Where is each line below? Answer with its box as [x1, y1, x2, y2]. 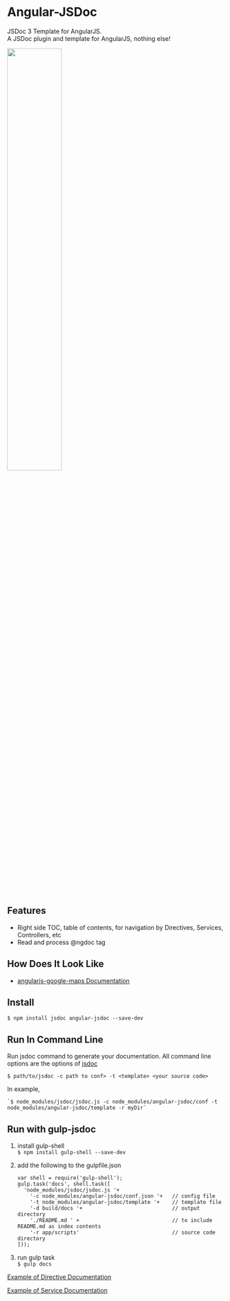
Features [7, 905, 46, 917]
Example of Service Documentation [7, 1286, 108, 1294]
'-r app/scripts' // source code [30, 1229, 215, 1236]
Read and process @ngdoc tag [17, 938, 106, 946]
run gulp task [17, 1253, 55, 1262]
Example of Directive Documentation [7, 1273, 112, 1281]
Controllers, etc [17, 930, 61, 939]
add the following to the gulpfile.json [17, 1161, 122, 1169]
